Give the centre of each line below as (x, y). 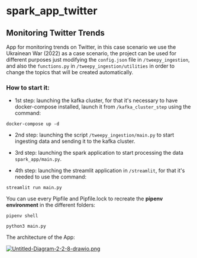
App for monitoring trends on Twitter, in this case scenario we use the (91, 47)
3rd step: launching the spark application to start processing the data (99, 153)
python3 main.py (26, 227)
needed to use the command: (51, 177)
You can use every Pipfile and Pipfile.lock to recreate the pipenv (85, 199)
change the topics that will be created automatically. (70, 72)
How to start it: (28, 87)
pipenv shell (22, 216)
